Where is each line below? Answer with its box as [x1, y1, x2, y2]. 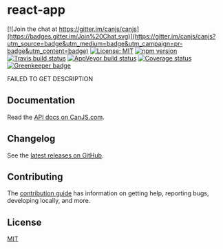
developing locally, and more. [7, 197, 91, 205]
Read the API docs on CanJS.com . [7, 113, 105, 121]
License [7, 216, 42, 228]
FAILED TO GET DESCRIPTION [7, 74, 94, 83]
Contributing [7, 171, 63, 182]
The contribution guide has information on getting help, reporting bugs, [7, 189, 209, 197]
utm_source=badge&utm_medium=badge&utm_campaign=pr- [7, 39, 183, 47]
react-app [7, 2, 65, 18]
